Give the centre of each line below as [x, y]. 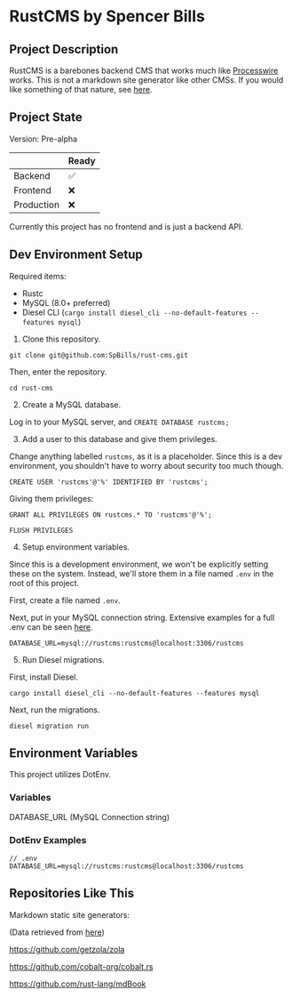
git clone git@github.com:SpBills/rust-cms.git [99, 355]
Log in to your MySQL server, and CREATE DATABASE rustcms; [119, 422]
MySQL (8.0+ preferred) [66, 302]
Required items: [38, 276]
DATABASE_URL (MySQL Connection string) [90, 817]
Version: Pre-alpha [43, 139]
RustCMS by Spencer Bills [107, 16]
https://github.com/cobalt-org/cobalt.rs [81, 966]
